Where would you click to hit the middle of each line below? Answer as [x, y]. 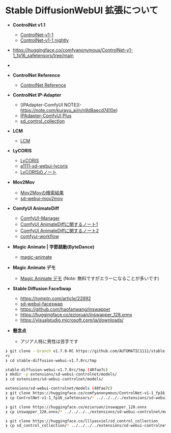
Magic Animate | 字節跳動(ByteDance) [53, 247]
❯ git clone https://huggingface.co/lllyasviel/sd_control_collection [82, 421]
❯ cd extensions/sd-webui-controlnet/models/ [54, 379]
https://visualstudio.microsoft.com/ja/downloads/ [72, 320]
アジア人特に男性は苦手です [49, 341]
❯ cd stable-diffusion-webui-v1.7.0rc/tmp [51, 360]
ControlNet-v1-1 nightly [45, 40]
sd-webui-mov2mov [42, 198]
